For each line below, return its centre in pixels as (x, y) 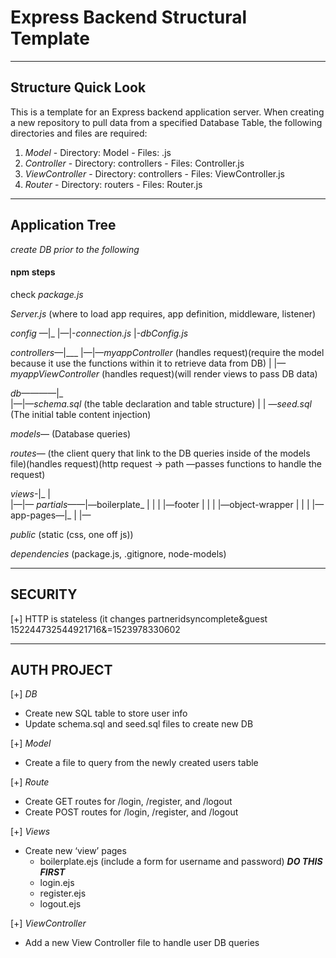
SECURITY (44, 594)
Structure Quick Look (78, 87)
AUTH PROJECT (61, 669)
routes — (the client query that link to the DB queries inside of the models (160, 453)
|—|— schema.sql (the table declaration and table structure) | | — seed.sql (161, 403)
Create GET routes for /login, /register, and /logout (128, 802)
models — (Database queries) (71, 433)
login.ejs (57, 883)
